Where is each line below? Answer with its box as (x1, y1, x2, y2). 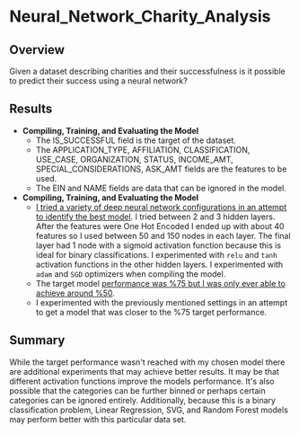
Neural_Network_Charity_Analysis (9, 6, 271, 27)
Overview (9, 42, 66, 58)
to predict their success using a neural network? (9, 75, 189, 86)
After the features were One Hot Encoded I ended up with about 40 (35, 220, 285, 231)
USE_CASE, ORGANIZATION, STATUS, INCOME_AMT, (35, 154, 233, 164)
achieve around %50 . (35, 288, 115, 298)
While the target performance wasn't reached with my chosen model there (9, 357, 286, 368)
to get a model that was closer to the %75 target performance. (35, 306, 268, 317)
